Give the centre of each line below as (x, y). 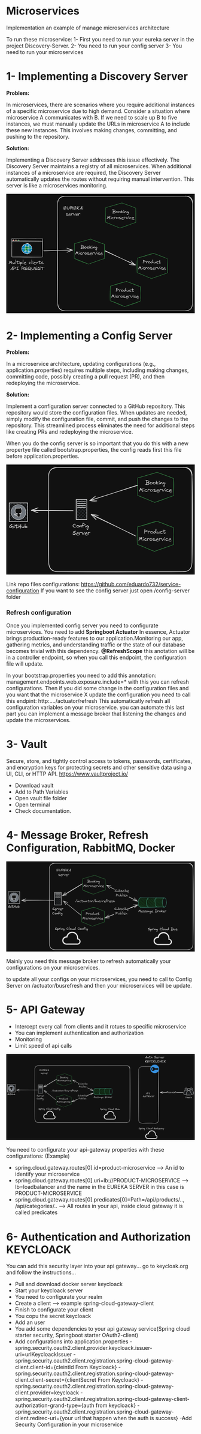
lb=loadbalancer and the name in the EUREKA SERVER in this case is (99, 1187)
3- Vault (27, 745)
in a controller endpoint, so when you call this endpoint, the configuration (96, 658)
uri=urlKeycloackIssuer (43, 1354)
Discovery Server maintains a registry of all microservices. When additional (99, 166)
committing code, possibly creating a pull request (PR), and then (86, 377)
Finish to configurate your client (54, 1310)
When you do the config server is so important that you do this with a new (98, 443)
